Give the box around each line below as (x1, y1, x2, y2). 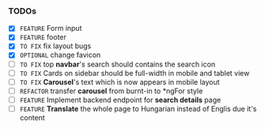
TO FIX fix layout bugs (19, 41, 92, 51)
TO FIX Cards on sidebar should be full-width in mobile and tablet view (19, 68, 250, 78)
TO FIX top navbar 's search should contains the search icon (19, 59, 216, 69)
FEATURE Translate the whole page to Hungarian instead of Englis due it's (19, 104, 257, 113)
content (19, 112, 45, 122)
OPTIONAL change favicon (19, 50, 101, 60)
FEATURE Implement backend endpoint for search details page (19, 95, 221, 104)
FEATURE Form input (19, 24, 82, 33)
